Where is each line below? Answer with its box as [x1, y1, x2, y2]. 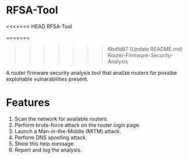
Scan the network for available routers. [14, 115, 109, 122]
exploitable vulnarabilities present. [6, 75, 89, 82]
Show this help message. [14, 140, 75, 147]
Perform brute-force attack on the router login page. [14, 121, 141, 129]
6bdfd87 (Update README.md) [107, 45, 183, 53]
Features [6, 96, 50, 109]
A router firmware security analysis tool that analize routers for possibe [6, 69, 177, 76]
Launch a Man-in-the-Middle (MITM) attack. [14, 127, 121, 134]
